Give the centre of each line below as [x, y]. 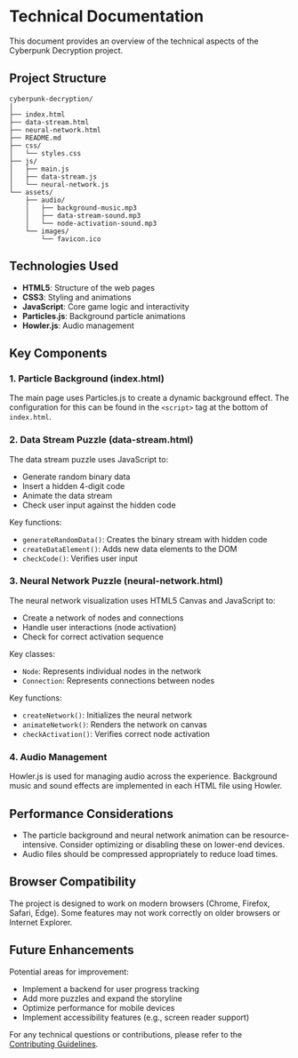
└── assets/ [31, 192]
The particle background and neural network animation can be [137, 835]
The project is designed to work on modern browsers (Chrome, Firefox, [140, 903]
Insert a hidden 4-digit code [73, 485]
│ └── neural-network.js [59, 184]
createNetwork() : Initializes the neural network [107, 715]
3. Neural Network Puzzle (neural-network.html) [117, 581]
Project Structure [58, 79]
